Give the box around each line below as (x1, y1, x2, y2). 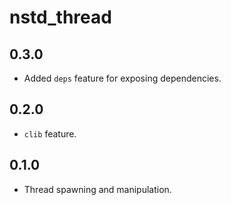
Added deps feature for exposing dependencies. (23, 72, 222, 84)
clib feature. (23, 127, 77, 140)
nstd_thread (9, 6, 112, 29)
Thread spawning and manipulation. (23, 183, 172, 195)
